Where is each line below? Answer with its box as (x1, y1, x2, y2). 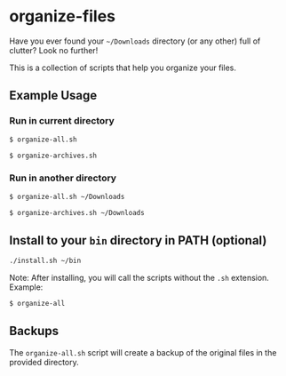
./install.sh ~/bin (9, 256, 82, 266)
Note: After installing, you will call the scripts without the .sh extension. (9, 273, 269, 284)
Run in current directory (9, 115, 115, 127)
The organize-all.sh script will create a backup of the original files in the (9, 347, 277, 357)
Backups (9, 324, 60, 339)
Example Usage (9, 88, 98, 103)
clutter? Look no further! (9, 44, 99, 55)
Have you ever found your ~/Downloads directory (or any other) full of (9, 36, 261, 46)
